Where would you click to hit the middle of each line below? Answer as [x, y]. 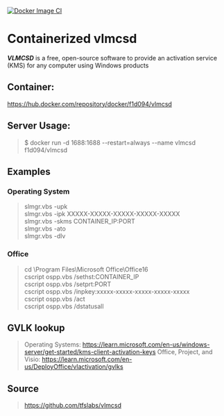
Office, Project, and [185, 352]
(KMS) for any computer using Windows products [78, 65]
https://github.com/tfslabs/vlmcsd [73, 406]
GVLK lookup [36, 327]
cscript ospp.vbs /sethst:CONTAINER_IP [81, 276]
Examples [29, 171]
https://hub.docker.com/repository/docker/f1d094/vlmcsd [89, 103]
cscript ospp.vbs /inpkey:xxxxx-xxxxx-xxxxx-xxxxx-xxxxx [107, 291]
